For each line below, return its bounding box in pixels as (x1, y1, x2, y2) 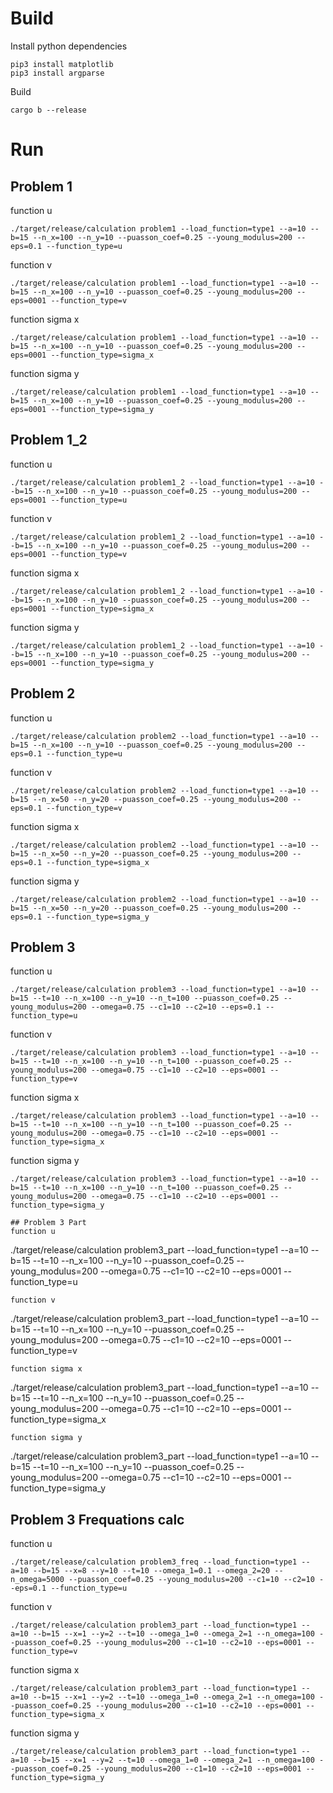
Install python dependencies (10, 40, 128, 52)
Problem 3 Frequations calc (10, 1511, 185, 1528)
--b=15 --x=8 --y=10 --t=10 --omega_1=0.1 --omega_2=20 (32, 1566, 271, 1576)
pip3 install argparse (10, 68, 105, 78)
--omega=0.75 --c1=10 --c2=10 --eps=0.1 (90, 1002, 262, 1012)
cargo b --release (10, 105, 87, 115)
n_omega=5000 (10, 1575, 65, 1585)
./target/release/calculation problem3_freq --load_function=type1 (10, 1557, 298, 1567)
